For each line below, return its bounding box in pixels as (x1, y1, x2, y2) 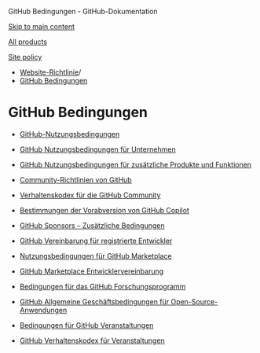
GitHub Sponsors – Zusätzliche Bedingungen (19, 220, 165, 230)
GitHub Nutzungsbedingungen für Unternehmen (19, 145, 176, 154)
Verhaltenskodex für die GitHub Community (19, 190, 161, 200)
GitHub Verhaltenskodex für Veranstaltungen (19, 336, 165, 345)
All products (8, 37, 48, 46)
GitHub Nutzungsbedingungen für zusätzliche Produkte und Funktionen (19, 160, 252, 169)
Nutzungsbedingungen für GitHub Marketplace (19, 251, 172, 260)
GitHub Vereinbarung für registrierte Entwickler (19, 236, 173, 245)
